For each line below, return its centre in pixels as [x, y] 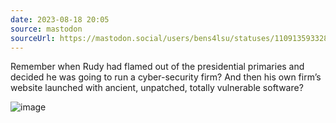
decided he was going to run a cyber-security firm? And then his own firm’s [166, 77]
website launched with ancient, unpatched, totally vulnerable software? [157, 88]
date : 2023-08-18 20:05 [60, 19]
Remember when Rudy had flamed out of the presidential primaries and [157, 67]
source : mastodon [46, 29]
